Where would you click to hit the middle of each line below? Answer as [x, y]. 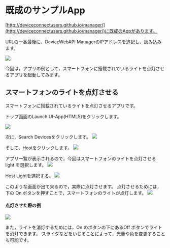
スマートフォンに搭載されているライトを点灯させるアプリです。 [72, 105]
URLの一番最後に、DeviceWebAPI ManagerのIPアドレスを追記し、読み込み [83, 42]
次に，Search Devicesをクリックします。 [48, 137]
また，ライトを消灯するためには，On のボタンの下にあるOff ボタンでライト [84, 227]
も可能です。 [19, 240]
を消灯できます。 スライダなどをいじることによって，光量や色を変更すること [85, 233]
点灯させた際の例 [23, 205]
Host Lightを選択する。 [29, 176]
